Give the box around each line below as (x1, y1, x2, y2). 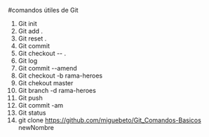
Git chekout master (18, 79, 74, 87)
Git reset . (18, 34, 47, 43)
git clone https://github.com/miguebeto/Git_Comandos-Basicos (18, 116, 202, 124)
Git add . (18, 27, 43, 35)
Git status (18, 108, 46, 117)
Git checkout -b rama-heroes (18, 71, 103, 80)
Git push (18, 94, 43, 102)
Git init (18, 20, 37, 27)
